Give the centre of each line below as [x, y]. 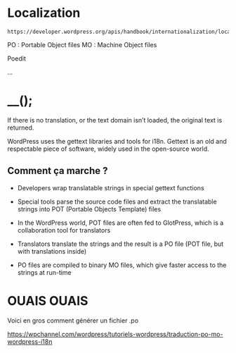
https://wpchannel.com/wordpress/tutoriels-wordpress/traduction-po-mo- [115, 334]
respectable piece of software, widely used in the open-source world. [108, 149]
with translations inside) [52, 251]
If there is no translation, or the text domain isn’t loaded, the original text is [115, 120]
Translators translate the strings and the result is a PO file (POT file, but [120, 244]
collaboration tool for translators [64, 230]
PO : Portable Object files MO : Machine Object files [82, 44]
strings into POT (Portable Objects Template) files [89, 209]
